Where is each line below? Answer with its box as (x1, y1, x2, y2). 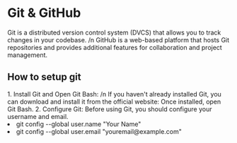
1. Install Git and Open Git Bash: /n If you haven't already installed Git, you (7, 89, 221, 98)
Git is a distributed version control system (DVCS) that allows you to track (7, 28, 221, 37)
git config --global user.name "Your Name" (16, 120, 141, 128)
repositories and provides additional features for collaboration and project (7, 43, 223, 51)
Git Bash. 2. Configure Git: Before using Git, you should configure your (7, 104, 212, 113)
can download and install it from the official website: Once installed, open (7, 97, 221, 106)
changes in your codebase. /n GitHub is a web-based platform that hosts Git (7, 35, 230, 44)
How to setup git (7, 71, 81, 83)
